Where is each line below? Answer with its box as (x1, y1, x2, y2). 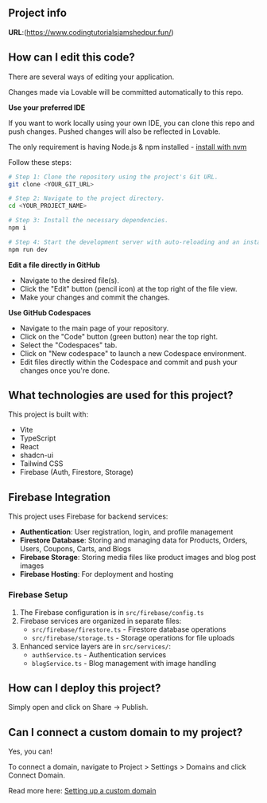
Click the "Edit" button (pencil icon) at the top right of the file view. (19, 284, 238, 293)
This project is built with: (8, 409, 89, 419)
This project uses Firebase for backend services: (8, 511, 168, 521)
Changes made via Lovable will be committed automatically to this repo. (8, 87, 244, 96)
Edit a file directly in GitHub (8, 260, 101, 269)
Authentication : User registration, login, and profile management (19, 527, 234, 537)
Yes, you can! (8, 746, 53, 756)
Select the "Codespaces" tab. (19, 340, 118, 350)
